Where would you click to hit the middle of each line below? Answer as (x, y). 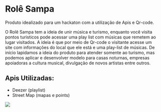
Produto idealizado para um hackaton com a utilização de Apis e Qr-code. (80, 22)
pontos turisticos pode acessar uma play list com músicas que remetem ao (80, 37)
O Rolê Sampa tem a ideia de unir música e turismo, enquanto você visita (79, 32)
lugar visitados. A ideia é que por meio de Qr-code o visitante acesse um (79, 42)
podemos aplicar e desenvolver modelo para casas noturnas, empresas (77, 57)
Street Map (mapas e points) (41, 95)
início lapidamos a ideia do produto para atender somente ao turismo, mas (80, 53)
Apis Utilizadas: (30, 78)
